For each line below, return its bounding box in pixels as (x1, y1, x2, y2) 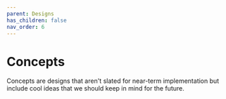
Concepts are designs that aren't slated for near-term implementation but (6, 77, 220, 85)
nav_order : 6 (6, 23, 45, 30)
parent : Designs (6, 10, 54, 18)
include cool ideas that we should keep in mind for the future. (6, 84, 184, 93)
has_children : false (6, 17, 68, 24)
